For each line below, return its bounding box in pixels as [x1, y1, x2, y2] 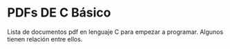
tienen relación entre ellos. [7, 35, 83, 43]
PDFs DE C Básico [7, 5, 112, 21]
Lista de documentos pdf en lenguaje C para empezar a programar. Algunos [7, 28, 224, 36]
